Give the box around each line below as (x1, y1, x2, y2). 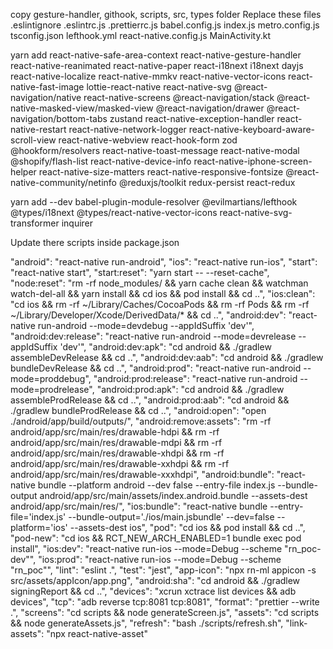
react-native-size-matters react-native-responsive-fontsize (38, 166, 284, 178)
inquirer (61, 217, 94, 229)
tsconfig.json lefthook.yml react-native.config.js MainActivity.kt (10, 30, 272, 41)
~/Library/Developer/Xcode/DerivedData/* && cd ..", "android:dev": (10, 309, 287, 321)
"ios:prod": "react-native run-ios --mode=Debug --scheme (38, 554, 282, 565)
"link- (285, 617, 308, 629)
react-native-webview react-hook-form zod (58, 134, 238, 146)
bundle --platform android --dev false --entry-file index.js (37, 479, 276, 491)
